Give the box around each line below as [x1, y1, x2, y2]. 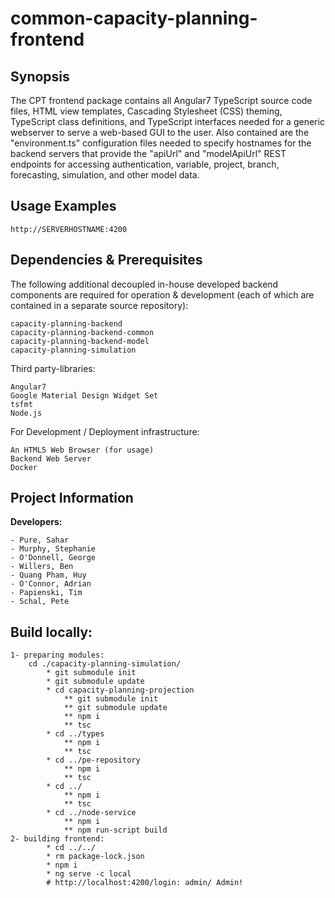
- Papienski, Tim [10, 588, 83, 598]
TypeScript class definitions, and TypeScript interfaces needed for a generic [10, 116, 325, 127]
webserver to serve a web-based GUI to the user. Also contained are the [10, 127, 310, 138]
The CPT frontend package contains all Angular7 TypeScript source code [10, 95, 313, 106]
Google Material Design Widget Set [10, 390, 159, 401]
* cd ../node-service [46, 808, 137, 818]
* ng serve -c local [46, 869, 132, 879]
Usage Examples [10, 198, 117, 215]
